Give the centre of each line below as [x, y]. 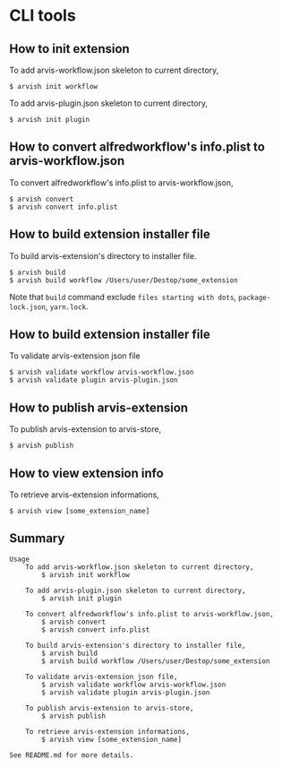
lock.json [28, 307]
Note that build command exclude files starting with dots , [123, 297]
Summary [37, 539]
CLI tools [43, 16]
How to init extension [69, 49]
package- [255, 297]
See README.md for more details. [72, 755]
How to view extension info [86, 473]
